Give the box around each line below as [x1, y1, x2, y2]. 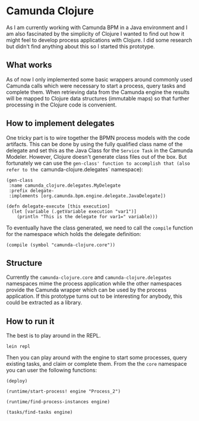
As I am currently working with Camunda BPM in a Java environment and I [6, 24, 188, 31]
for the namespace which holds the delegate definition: [6, 230, 141, 237]
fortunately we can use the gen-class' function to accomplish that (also [6, 159, 190, 166]
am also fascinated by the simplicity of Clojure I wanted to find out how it [6, 30, 185, 37]
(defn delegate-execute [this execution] [6, 203, 110, 209]
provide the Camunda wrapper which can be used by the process [6, 287, 167, 294]
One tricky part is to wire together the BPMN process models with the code [6, 134, 190, 141]
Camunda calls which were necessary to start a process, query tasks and [6, 82, 186, 89]
